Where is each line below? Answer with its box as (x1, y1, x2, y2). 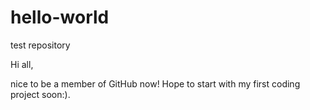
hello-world (10, 6, 110, 29)
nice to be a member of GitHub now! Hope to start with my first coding (10, 77, 301, 90)
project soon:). (10, 88, 71, 100)
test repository (10, 39, 71, 51)
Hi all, (10, 58, 34, 70)
